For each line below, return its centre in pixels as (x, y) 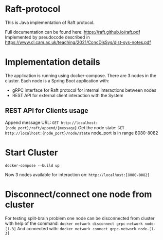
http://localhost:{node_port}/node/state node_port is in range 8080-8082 (81, 133)
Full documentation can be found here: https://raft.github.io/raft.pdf (72, 32)
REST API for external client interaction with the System (68, 95)
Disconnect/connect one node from (79, 194)
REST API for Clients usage (47, 111)
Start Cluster (32, 152)
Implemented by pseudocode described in (47, 37)
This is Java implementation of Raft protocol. (50, 22)
